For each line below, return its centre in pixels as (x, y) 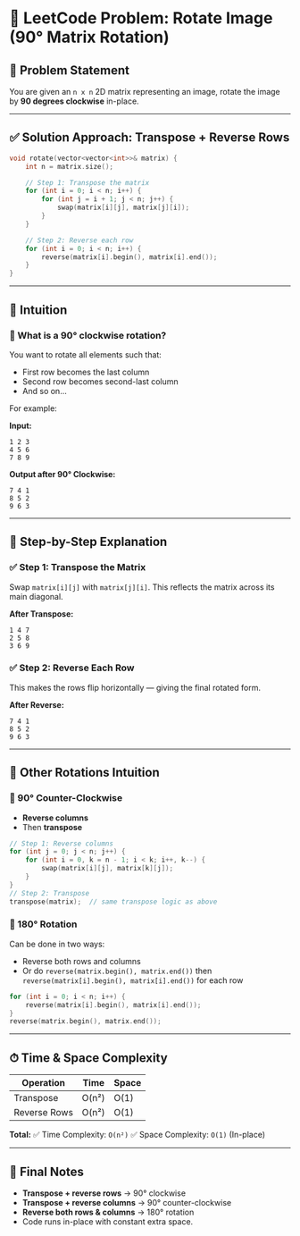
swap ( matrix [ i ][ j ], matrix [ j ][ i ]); (123, 208)
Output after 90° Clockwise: (62, 474)
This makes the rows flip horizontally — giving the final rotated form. (135, 687)
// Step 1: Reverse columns (62, 844)
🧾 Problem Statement (70, 70)
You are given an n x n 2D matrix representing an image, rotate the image (145, 92)
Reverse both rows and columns (81, 961)
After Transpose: (42, 614)
